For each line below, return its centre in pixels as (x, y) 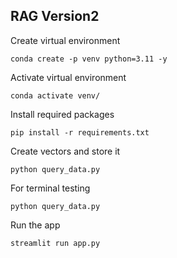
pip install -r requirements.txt (80, 132)
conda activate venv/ (55, 95)
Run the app (35, 225)
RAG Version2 (55, 16)
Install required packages (62, 114)
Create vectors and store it (65, 151)
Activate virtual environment (68, 77)
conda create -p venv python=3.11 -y (89, 59)
